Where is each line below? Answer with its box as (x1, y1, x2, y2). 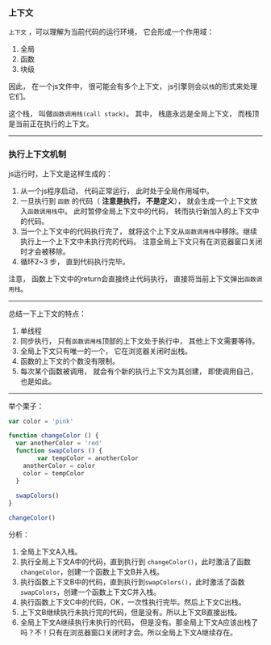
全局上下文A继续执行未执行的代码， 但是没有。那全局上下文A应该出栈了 (19, 618, 259, 627)
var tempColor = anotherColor (37, 454, 139, 462)
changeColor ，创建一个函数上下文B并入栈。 (19, 567, 164, 577)
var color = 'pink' (8, 417, 74, 425)
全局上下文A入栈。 (19, 547, 82, 557)
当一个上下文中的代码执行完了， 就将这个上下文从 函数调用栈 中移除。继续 (19, 226, 258, 236)
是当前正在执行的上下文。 (8, 119, 94, 129)
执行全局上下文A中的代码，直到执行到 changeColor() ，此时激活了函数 (19, 557, 252, 567)
